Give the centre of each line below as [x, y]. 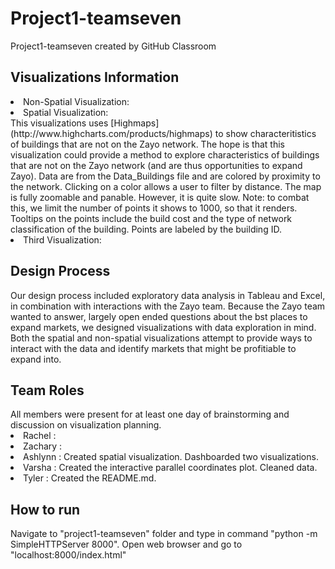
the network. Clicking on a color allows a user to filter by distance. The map [166, 186]
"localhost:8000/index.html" [68, 555]
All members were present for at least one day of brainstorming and [150, 414]
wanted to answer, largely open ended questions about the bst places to [159, 316]
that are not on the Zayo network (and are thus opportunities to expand [156, 165]
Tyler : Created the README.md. [90, 478]
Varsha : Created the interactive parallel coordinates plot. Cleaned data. [170, 468]
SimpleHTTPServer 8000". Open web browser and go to [126, 544]
